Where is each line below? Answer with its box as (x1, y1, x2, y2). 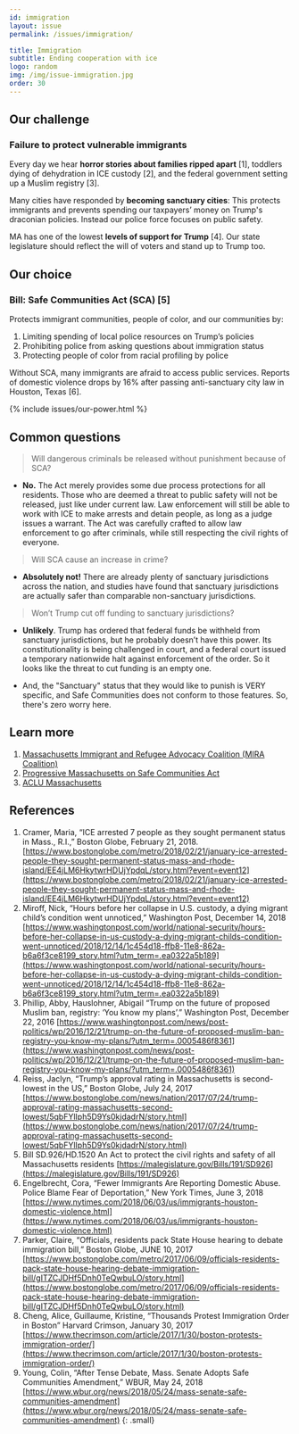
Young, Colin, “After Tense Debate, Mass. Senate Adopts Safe (21, 1367, 250, 1378)
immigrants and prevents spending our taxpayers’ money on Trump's (9, 204, 263, 215)
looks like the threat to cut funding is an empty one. (21, 662, 212, 674)
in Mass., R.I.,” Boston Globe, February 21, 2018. (21, 836, 199, 847)
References (9, 803, 75, 818)
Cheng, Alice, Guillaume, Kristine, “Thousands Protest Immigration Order (21, 1310, 290, 1321)
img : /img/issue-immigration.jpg (9, 70, 134, 80)
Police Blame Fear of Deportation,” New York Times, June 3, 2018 (21, 1187, 264, 1198)
